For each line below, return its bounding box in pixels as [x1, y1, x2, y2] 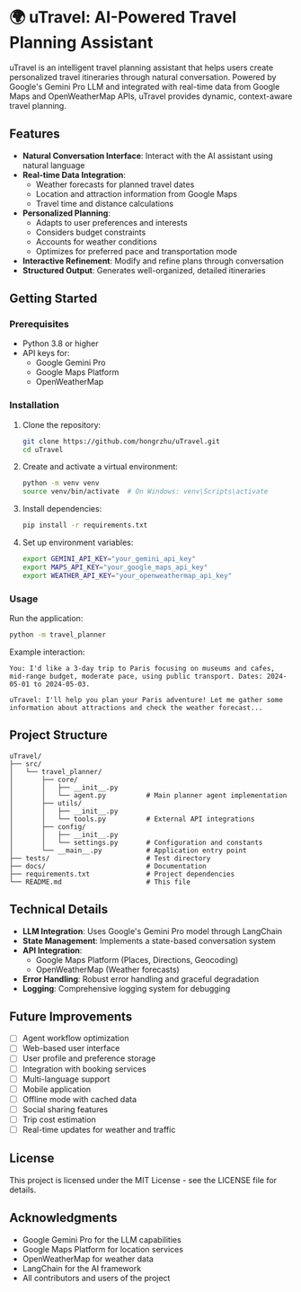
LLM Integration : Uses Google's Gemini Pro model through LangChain [22, 925, 283, 936]
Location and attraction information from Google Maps [35, 188, 238, 199]
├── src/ [9, 759, 42, 769]
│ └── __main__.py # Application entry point [9, 846, 247, 855]
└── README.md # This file [9, 878, 191, 887]
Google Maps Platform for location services [22, 1243, 184, 1254]
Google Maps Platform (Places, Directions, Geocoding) [35, 954, 239, 965]
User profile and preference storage [22, 1053, 156, 1064]
